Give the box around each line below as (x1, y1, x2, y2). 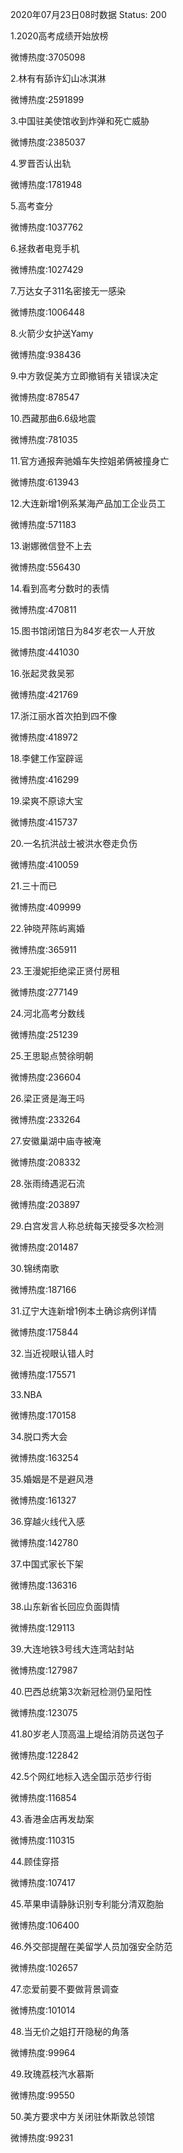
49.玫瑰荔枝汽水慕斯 (10, 2068, 95, 2080)
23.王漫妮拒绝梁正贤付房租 (10, 965, 120, 977)
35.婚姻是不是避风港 (10, 1473, 94, 1485)
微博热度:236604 (10, 1071, 82, 1083)
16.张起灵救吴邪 (10, 668, 75, 679)
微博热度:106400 (10, 1919, 80, 1931)
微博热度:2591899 (10, 94, 85, 105)
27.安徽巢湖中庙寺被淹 (10, 1135, 102, 1147)
